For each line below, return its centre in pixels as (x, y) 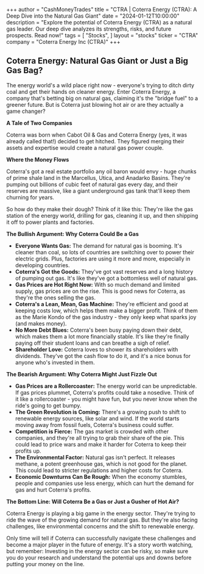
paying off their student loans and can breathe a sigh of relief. (93, 343)
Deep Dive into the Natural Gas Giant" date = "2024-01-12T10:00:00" (93, 16)
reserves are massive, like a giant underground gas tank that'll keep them (98, 191)
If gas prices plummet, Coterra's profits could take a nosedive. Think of (104, 392)
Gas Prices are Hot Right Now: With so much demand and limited (97, 284)
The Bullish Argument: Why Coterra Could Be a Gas (72, 234)
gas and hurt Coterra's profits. (53, 490)
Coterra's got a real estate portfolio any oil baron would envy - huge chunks (101, 171)
